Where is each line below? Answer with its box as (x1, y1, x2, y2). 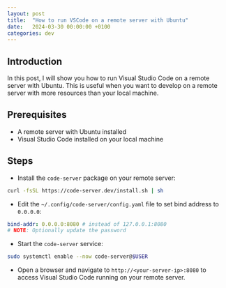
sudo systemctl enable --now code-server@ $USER (7, 253, 149, 260)
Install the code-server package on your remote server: (17, 174, 176, 182)
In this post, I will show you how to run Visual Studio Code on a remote (7, 74, 210, 82)
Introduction (7, 55, 63, 67)
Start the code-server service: (17, 240, 103, 248)
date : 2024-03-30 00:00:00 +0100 (7, 23, 111, 30)
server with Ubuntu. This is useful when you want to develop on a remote (7, 82, 218, 90)
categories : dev (7, 29, 54, 37)
